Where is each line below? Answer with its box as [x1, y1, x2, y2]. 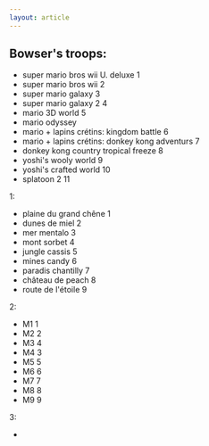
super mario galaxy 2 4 [21, 98, 108, 109]
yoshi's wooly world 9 [21, 155, 104, 166]
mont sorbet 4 [21, 237, 75, 248]
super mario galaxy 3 [21, 88, 101, 99]
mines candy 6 [21, 256, 78, 267]
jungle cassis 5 [21, 246, 78, 257]
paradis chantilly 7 [21, 265, 90, 277]
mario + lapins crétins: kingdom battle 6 [21, 127, 169, 137]
